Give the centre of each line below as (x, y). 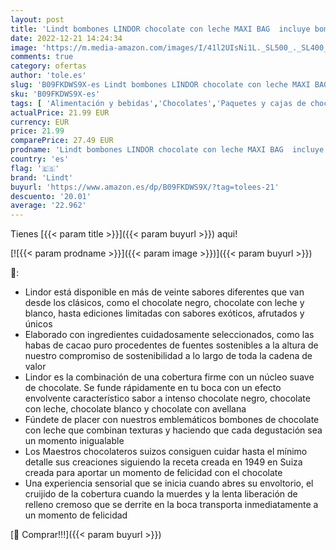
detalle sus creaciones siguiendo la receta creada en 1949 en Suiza (163, 462)
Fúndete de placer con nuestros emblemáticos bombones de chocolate (172, 420)
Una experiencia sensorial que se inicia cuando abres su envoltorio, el (169, 483)
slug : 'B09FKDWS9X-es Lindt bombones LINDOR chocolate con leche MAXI (160, 85)
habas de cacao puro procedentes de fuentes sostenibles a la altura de (171, 345)
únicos (38, 324)
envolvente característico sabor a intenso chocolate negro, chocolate (167, 398)
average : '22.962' (48, 206)
